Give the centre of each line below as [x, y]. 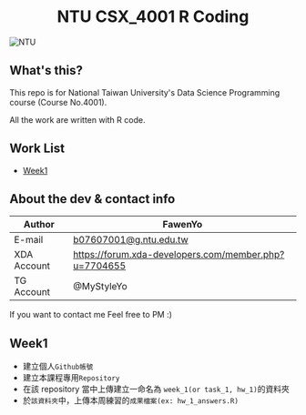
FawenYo [183, 225]
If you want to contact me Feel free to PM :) [91, 315]
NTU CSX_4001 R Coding [153, 17]
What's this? [46, 71]
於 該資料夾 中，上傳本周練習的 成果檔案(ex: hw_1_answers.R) [131, 400]
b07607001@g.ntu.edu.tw [130, 240]
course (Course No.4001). [58, 102]
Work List [37, 149]
